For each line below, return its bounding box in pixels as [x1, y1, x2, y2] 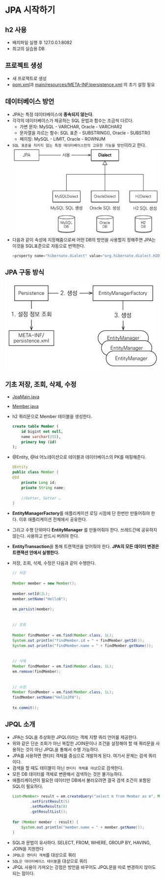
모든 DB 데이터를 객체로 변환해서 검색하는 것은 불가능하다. [12, 771, 123, 777]
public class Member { [12, 470, 59, 475]
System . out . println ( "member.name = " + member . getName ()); [21, 824, 145, 830]
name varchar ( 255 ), [21, 434, 61, 439]
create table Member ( [12, 424, 59, 429]
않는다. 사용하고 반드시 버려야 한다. [12, 533, 80, 539]
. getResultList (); [30, 809, 68, 814]
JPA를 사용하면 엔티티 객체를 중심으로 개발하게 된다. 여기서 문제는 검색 [12, 753, 147, 759]
